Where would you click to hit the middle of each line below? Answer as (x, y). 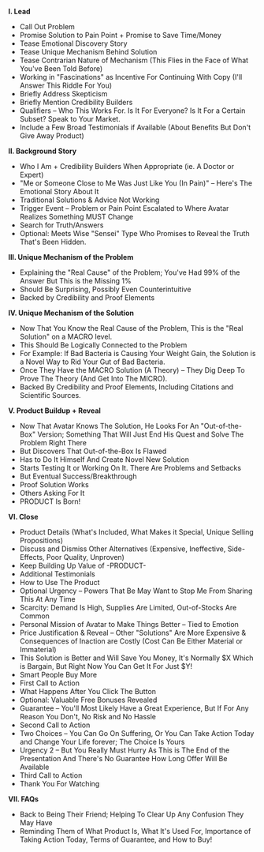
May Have (36, 823)
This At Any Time (48, 599)
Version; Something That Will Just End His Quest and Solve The (141, 434)
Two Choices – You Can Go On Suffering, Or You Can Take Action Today (137, 733)
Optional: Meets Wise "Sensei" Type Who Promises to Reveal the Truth (134, 233)
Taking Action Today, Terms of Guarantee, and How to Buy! (116, 839)
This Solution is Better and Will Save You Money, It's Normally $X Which (136, 658)
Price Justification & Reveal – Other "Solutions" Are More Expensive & (133, 632)
